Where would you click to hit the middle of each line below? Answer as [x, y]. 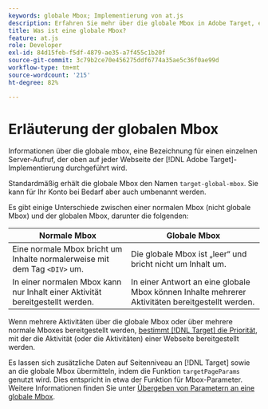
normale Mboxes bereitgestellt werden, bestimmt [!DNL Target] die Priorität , [133, 330]
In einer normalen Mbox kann [67, 282]
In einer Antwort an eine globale [191, 282]
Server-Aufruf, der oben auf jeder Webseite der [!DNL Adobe [108, 160]
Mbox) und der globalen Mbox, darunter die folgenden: [99, 216]
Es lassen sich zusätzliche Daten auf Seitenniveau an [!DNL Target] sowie [129, 363]
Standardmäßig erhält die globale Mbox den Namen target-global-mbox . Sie [134, 184]
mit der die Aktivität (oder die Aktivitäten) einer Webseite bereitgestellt [124, 339]
